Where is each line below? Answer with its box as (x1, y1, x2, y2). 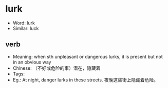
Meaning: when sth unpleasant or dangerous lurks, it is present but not (12, 53, 163, 60)
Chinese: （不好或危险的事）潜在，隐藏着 (12, 65, 101, 71)
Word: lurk (12, 20, 35, 26)
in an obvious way (12, 59, 51, 65)
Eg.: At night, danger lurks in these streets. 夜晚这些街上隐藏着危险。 (12, 77, 158, 83)
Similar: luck (12, 25, 39, 31)
